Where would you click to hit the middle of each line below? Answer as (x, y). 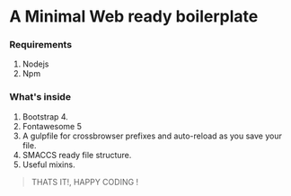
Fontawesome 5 (52, 126)
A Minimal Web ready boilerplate (134, 17)
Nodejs (35, 64)
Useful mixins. (48, 165)
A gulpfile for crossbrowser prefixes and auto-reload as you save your (152, 136)
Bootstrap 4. (45, 116)
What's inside (40, 97)
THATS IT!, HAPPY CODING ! (85, 182)
